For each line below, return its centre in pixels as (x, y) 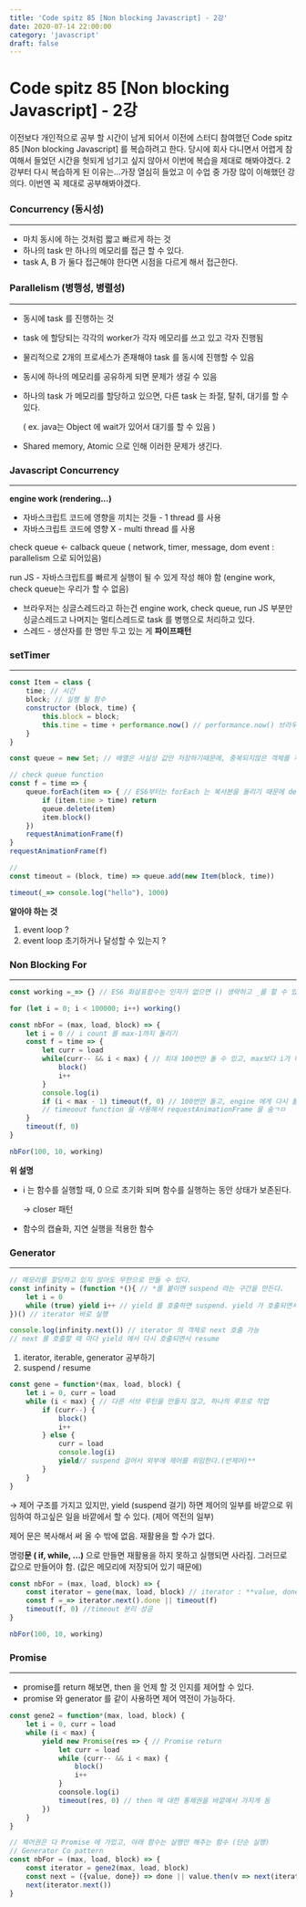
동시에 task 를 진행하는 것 (68, 318)
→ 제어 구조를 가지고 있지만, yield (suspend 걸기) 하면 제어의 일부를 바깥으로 (147, 1505)
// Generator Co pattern (56, 1851)
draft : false (34, 43)
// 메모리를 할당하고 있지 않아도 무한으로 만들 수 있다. (101, 1280)
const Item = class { (51, 683)
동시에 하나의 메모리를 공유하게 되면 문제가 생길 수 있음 (120, 376)
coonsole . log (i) (89, 1792)
